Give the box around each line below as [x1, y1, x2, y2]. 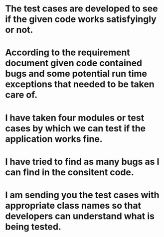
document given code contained [5, 58, 143, 69]
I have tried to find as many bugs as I [5, 156, 160, 167]
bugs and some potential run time [5, 68, 147, 80]
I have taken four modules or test [5, 112, 145, 123]
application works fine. [5, 133, 103, 144]
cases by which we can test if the [5, 122, 146, 134]
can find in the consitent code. [5, 166, 135, 178]
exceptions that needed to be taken [5, 79, 155, 90]
